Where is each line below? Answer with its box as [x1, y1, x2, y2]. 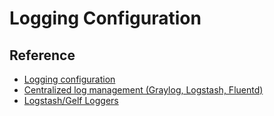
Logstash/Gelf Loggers [23, 95, 119, 106]
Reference [9, 47, 76, 64]
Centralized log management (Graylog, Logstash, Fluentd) [23, 84, 264, 96]
